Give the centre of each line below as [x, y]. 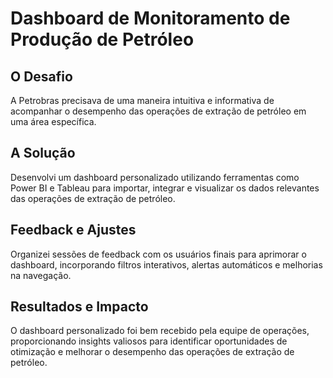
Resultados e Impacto [79, 307]
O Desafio [41, 76]
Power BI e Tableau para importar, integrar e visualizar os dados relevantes [165, 188]
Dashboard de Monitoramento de [150, 18]
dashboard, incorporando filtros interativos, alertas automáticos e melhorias [166, 264]
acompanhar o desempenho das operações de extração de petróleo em [158, 111]
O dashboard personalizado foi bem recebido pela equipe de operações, [160, 331]
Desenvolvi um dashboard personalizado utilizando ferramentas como [155, 177]
